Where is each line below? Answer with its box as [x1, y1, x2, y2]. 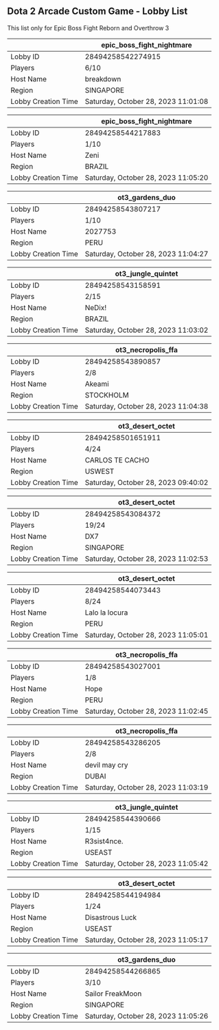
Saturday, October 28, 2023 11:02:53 [84, 554, 209, 564]
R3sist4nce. [84, 836, 124, 846]
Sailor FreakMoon [84, 989, 142, 998]
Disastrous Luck [84, 912, 137, 922]
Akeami [84, 379, 109, 389]
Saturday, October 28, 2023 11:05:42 [84, 858, 209, 868]
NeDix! [84, 302, 107, 312]
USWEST [84, 466, 115, 476]
